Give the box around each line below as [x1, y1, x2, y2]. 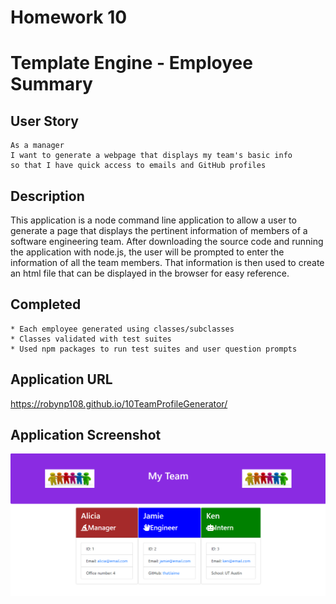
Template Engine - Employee [10, 52, 253, 75]
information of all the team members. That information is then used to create [10, 257, 325, 268]
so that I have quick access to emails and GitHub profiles [10, 161, 267, 171]
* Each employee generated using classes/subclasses [10, 324, 235, 334]
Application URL [10, 371, 113, 388]
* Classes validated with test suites [10, 334, 172, 344]
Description [10, 187, 85, 205]
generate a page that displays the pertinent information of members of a [10, 225, 308, 236]
